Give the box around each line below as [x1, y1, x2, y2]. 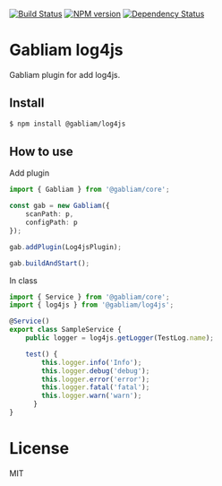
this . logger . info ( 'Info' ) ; [41, 358, 142, 367]
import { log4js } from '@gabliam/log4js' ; [9, 300, 175, 309]
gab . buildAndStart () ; [9, 258, 90, 268]
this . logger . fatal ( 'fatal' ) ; [41, 383, 150, 392]
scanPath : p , [25, 210, 74, 219]
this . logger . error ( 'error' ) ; [41, 375, 150, 384]
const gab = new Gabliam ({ [9, 202, 110, 211]
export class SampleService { [9, 325, 123, 334]
